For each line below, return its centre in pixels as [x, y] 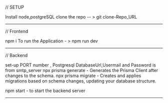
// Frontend [17, 31]
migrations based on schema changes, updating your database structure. [81, 81]
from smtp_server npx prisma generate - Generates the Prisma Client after [82, 70]
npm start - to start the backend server [45, 90]
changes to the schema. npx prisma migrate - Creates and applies [73, 75]
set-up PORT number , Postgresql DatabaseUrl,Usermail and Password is [80, 65]
